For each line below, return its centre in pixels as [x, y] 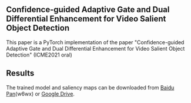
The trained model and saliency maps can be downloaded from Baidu [90, 87]
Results [20, 73]
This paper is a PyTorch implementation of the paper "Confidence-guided [95, 42]
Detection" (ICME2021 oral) [39, 55]
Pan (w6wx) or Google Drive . [41, 94]
